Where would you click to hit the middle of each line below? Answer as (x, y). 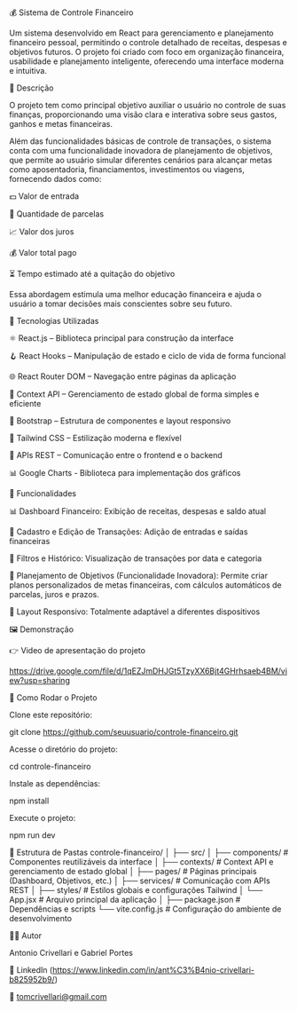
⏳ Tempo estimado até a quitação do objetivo (92, 274)
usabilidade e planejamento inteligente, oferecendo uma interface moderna (147, 61)
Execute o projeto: (43, 818)
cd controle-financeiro (50, 766)
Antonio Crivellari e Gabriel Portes (71, 953)
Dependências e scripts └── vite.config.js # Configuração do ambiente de (145, 909)
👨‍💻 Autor (26, 936)
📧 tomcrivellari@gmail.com (58, 996)
